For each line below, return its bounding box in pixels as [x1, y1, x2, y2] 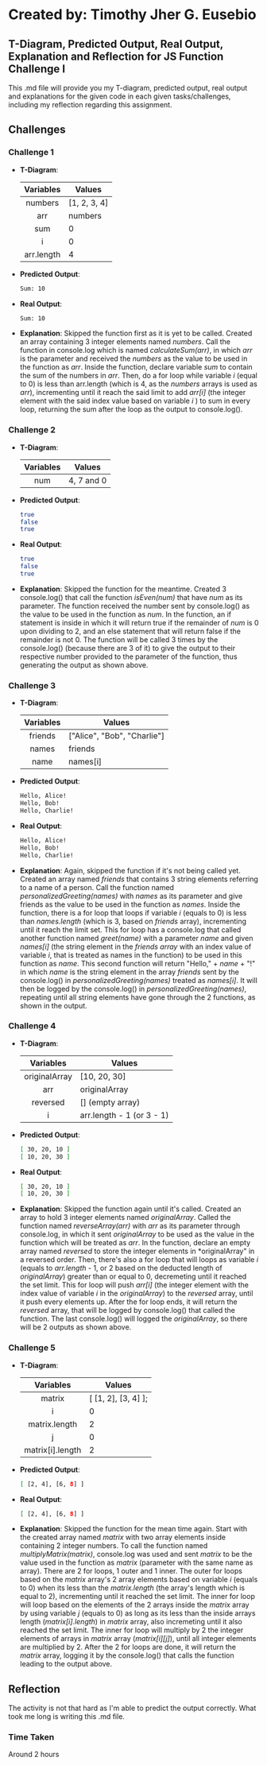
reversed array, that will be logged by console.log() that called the [19, 1306, 236, 1315]
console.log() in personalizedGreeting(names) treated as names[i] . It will [19, 975, 258, 985]
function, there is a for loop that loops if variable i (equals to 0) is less [19, 908, 247, 917]
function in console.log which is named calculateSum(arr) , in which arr [19, 346, 253, 355]
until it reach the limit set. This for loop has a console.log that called [19, 924, 242, 935]
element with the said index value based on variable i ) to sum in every [19, 396, 250, 406]
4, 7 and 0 [68, 474, 107, 486]
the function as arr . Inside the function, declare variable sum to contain [19, 362, 253, 372]
